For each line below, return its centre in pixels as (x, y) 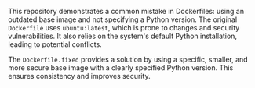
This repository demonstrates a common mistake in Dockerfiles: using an (126, 11)
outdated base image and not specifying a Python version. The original (123, 19)
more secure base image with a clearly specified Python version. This (121, 68)
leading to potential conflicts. (55, 44)
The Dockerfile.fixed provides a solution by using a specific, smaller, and (128, 59)
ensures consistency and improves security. (79, 76)
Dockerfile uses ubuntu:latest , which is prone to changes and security (124, 28)
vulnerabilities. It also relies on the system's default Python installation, (123, 36)
